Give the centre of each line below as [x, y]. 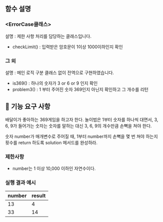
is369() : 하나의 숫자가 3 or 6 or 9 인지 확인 [55, 83]
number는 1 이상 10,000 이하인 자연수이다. [54, 169]
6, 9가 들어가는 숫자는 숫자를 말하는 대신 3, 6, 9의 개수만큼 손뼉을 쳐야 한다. [79, 125]
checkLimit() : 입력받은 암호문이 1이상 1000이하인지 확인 [68, 47]
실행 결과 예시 [21, 183]
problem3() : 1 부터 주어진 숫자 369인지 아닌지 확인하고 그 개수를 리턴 [80, 89]
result [39, 196]
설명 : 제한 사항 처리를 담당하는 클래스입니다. [48, 36]
